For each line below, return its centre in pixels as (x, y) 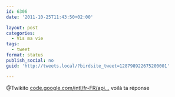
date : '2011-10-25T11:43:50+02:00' (50, 17)
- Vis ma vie (27, 39)
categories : (21, 33)
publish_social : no (30, 60)
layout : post (22, 28)
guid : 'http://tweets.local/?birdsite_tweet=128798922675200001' (88, 66)
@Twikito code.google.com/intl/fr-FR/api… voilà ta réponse (78, 88)
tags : (13, 44)
